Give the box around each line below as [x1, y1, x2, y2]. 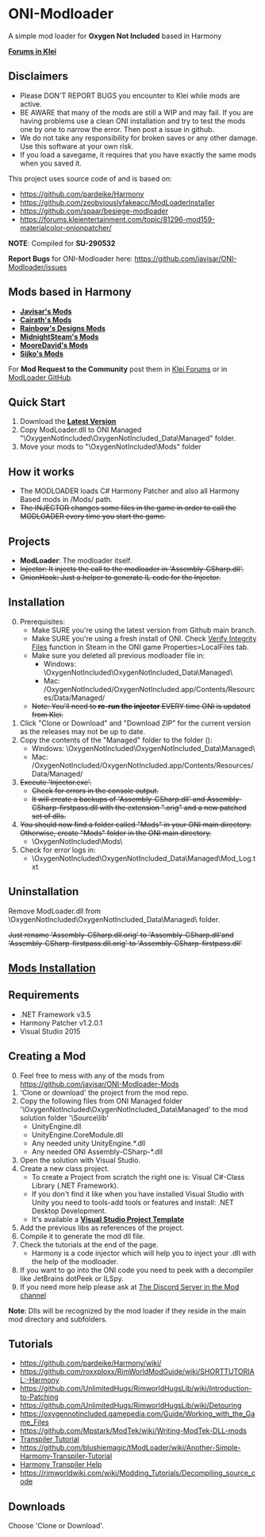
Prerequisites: [19, 617, 66, 626]
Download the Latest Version [19, 417, 117, 426]
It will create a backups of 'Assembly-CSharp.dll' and [31, 794, 205, 804]
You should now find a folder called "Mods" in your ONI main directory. [19, 819, 252, 829]
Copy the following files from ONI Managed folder [19, 1095, 182, 1106]
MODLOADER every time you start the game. [19, 512, 167, 521]
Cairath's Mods [19, 315, 72, 325]
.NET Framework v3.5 [19, 1010, 91, 1019]
